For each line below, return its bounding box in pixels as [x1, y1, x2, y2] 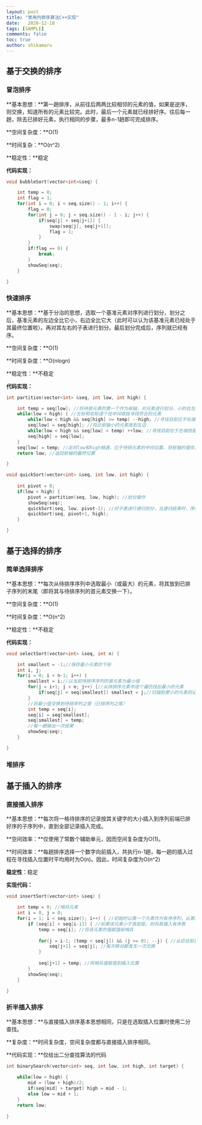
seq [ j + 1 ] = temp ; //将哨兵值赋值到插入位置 [38, 960, 139, 966]
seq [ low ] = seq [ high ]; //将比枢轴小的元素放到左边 [28, 422, 146, 428]
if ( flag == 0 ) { [28, 245, 69, 251]
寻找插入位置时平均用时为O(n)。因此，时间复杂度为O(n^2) [16, 855, 161, 863]
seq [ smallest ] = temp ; [28, 717, 85, 724]
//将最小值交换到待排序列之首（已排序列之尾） [28, 700, 127, 707]
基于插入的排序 [6, 781, 62, 791]
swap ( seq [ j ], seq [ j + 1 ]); [49, 223, 112, 229]
